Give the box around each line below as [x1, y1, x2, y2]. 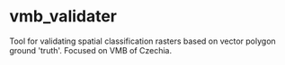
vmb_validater [9, 6, 118, 27]
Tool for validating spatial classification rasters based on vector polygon [9, 36, 276, 46]
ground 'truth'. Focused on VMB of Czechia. [9, 45, 173, 55]
